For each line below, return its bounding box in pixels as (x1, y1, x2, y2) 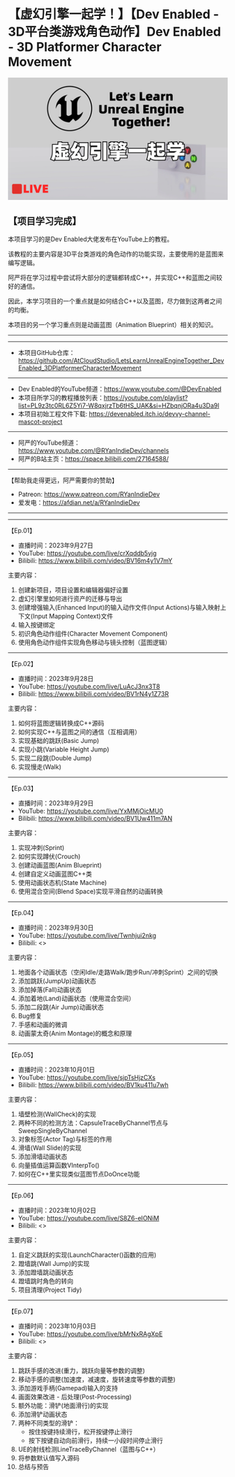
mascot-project (17, 417, 63, 426)
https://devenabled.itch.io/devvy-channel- (89, 410, 211, 418)
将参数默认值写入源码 (17, 1454, 79, 1462)
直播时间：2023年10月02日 (17, 1206, 97, 1215)
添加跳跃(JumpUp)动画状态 (17, 977, 97, 986)
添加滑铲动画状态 (17, 1410, 68, 1419)
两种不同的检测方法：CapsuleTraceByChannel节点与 (17, 1119, 169, 1127)
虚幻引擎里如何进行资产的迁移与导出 (17, 595, 123, 603)
